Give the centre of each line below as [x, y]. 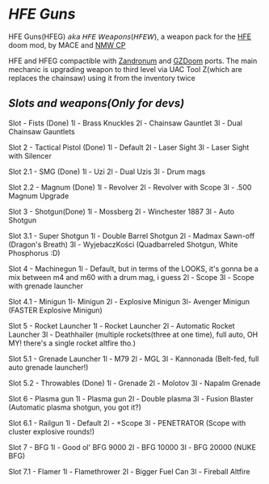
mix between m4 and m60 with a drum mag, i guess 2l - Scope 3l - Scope [131, 277]
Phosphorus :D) [34, 253]
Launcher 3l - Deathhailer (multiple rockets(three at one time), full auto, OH [133, 334]
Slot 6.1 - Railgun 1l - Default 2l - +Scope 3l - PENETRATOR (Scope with [127, 422]
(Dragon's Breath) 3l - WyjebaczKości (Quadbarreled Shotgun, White [123, 244]
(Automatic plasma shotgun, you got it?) [75, 407]
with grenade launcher [46, 286]
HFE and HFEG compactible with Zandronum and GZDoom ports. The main [133, 61]
